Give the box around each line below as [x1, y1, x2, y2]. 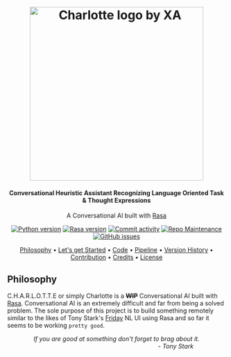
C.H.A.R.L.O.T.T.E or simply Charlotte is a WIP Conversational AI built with [7, 292, 218, 300]
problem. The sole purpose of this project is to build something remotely [7, 306, 214, 315]
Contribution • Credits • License [70, 253, 163, 262]
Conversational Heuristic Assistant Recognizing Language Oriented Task [9, 188, 224, 197]
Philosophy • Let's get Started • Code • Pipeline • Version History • [19, 246, 214, 254]
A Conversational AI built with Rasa [67, 211, 166, 220]
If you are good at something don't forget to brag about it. [33, 335, 200, 343]
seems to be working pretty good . [7, 322, 105, 330]
